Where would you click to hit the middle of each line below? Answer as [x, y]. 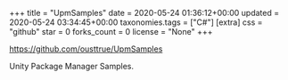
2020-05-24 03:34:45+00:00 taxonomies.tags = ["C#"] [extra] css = [136, 22]
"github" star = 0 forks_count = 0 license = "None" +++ [111, 32]
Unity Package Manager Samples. [72, 66]
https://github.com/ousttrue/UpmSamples [86, 49]
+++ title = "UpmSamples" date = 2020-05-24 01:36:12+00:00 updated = [144, 13]
